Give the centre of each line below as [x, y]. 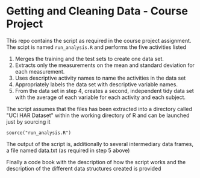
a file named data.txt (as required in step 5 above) [68, 150]
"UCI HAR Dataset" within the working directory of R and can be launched [98, 115]
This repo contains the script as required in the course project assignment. [99, 40]
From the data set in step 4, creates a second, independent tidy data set [104, 91]
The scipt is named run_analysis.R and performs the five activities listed [96, 47]
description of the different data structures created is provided [84, 168]
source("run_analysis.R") [39, 133]
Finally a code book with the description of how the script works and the [96, 162]
